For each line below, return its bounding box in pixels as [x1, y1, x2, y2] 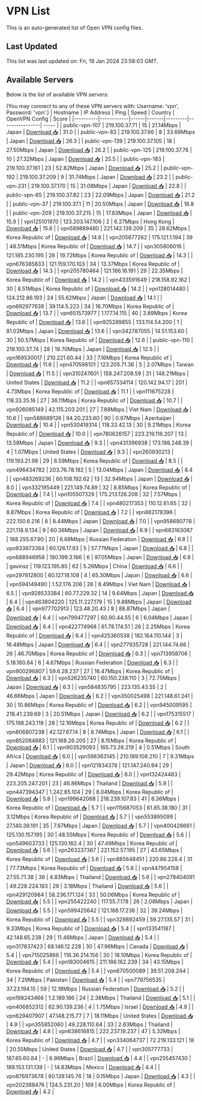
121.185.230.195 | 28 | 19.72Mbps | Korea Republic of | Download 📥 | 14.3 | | [6, 251, 193, 259]
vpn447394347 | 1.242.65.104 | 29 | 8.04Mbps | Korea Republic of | [6, 788, 173, 796]
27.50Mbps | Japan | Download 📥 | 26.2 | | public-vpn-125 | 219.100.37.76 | [6, 146, 192, 154]
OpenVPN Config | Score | [6, 115, 71, 122]
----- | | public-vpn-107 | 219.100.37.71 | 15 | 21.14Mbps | [43, 121, 181, 128]
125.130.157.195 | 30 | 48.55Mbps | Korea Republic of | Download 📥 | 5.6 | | [6, 831, 191, 838]
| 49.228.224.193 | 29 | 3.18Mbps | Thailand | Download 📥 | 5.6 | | [6, 882, 169, 889]
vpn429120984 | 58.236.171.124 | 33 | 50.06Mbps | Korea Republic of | [6, 891, 180, 898]
